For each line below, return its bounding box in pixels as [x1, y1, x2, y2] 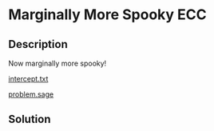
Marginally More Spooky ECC [8, 6, 207, 24]
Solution [8, 113, 51, 126]
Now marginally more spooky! [8, 58, 107, 68]
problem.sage [8, 89, 54, 99]
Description [8, 38, 68, 51]
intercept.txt [8, 74, 49, 83]
